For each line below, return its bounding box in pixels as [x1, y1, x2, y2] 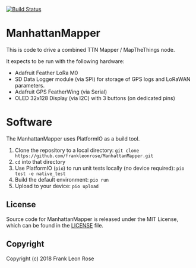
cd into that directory [14, 158, 66, 165]
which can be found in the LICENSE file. [6, 222, 104, 229]
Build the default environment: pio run [14, 176, 109, 183]
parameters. [14, 82, 45, 89]
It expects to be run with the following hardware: [6, 57, 125, 65]
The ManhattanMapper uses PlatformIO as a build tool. [6, 135, 140, 142]
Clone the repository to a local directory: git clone [14, 147, 140, 154]
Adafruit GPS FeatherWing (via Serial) [14, 88, 108, 95]
